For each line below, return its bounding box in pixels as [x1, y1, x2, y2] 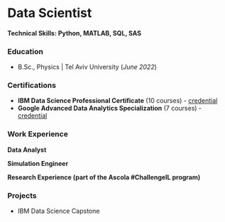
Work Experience [7, 129, 69, 139]
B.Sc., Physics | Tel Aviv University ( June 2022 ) [17, 62, 158, 72]
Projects [7, 190, 37, 200]
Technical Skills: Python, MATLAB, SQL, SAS [7, 28, 142, 37]
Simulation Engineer [7, 159, 69, 167]
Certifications [7, 80, 57, 90]
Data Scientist [7, 5, 92, 21]
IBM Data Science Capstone [17, 206, 100, 215]
